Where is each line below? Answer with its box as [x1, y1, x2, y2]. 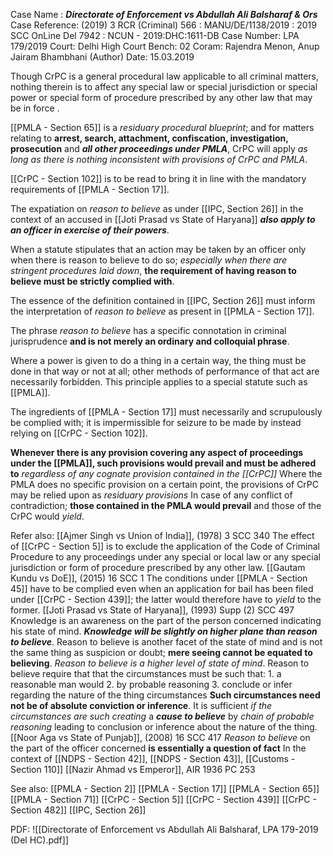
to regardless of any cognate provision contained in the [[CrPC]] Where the [10, 468, 323, 479]
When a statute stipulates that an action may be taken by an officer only [10, 244, 307, 255]
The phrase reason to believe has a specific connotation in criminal [10, 325, 287, 336]
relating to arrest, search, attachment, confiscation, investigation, [10, 132, 289, 144]
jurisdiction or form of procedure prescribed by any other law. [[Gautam [10, 562, 306, 573]
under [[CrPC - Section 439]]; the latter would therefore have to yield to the [10, 594, 322, 605]
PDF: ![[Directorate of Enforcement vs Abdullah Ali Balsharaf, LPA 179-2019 [10, 824, 319, 835]
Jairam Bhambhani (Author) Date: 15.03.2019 [10, 51, 195, 63]
